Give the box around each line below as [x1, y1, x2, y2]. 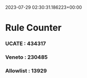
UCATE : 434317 [5, 40, 47, 47]
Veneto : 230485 [5, 54, 48, 61]
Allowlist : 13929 [5, 67, 47, 74]
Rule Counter [5, 22, 62, 33]
